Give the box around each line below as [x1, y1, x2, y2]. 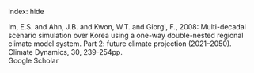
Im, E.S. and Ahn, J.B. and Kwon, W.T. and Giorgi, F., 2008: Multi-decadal [8, 22, 247, 31]
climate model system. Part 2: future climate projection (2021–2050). [8, 39, 232, 48]
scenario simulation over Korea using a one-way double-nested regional [8, 31, 244, 40]
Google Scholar [8, 56, 59, 65]
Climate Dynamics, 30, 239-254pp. [8, 48, 123, 56]
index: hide [8, 7, 45, 16]
